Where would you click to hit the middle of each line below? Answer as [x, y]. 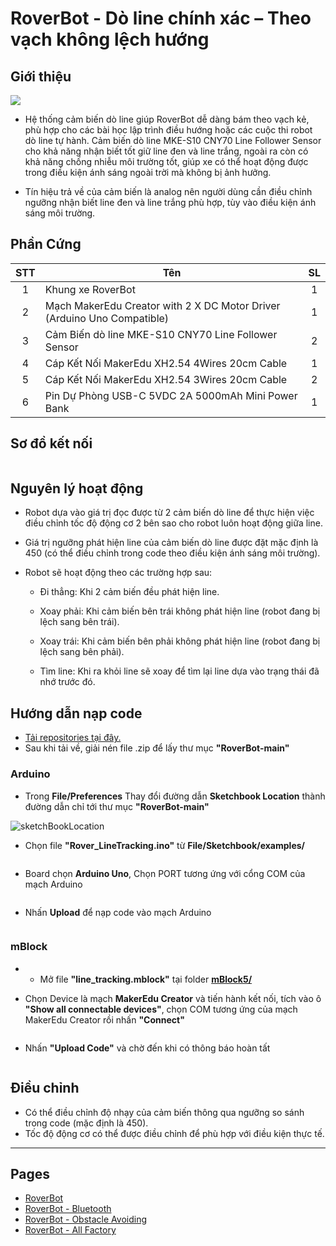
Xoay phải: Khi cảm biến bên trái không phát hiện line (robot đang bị [180, 611]
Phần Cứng [46, 244]
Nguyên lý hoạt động [77, 488]
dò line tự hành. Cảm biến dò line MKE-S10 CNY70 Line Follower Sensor [173, 140]
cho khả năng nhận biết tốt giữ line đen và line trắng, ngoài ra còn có [166, 151]
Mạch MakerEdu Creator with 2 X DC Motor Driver [162, 305]
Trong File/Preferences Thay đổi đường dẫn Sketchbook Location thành [175, 796]
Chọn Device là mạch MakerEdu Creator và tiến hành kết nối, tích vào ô [173, 998]
